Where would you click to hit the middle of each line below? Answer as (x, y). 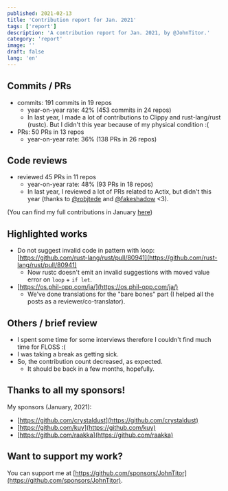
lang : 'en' (23, 58)
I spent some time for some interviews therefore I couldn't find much (114, 340)
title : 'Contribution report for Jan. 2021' (72, 20)
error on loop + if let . (60, 279)
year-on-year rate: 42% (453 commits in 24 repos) (99, 110)
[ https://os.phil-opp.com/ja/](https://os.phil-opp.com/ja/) (98, 287)
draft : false (26, 52)
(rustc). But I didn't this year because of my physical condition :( (118, 124)
